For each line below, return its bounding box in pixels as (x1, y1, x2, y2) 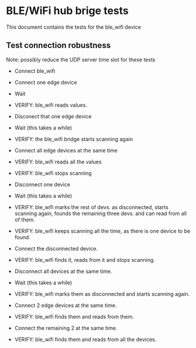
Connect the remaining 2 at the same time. (14, 324, 118, 332)
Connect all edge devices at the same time (14, 146, 118, 153)
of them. (14, 216, 35, 223)
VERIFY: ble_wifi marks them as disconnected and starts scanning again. (14, 290, 190, 297)
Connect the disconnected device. (14, 245, 98, 252)
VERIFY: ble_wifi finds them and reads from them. (14, 313, 135, 320)
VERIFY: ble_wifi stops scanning (14, 169, 92, 176)
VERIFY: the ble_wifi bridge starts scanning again (14, 135, 133, 142)
